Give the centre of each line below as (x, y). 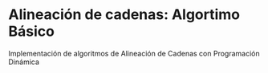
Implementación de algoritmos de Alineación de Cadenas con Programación (134, 53)
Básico (31, 31)
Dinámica (24, 62)
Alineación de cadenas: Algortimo (124, 15)
